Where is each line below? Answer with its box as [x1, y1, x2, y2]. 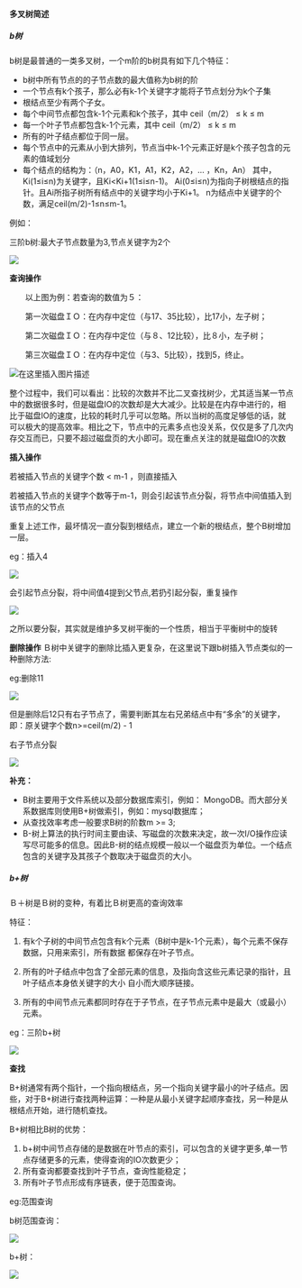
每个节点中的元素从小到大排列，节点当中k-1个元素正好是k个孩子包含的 [22, 142, 283, 152]
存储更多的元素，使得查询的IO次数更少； [30, 1154, 182, 1165]
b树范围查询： [9, 1215, 62, 1226]
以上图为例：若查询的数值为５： [24, 291, 144, 302]
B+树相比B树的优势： [9, 1123, 88, 1135]
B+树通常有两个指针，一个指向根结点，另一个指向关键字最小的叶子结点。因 [9, 1082, 288, 1092]
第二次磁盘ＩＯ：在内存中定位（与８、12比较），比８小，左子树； [24, 330, 267, 341]
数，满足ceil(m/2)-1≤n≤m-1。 [22, 198, 133, 209]
